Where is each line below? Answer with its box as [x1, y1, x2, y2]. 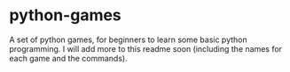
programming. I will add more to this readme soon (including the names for [9, 43, 282, 54]
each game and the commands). [9, 53, 128, 63]
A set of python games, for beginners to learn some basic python [9, 34, 247, 45]
